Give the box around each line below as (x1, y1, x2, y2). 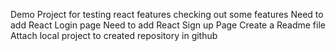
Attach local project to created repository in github (10, 30, 218, 41)
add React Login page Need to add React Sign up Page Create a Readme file (10, 19, 326, 31)
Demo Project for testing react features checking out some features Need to (10, 9, 324, 20)
